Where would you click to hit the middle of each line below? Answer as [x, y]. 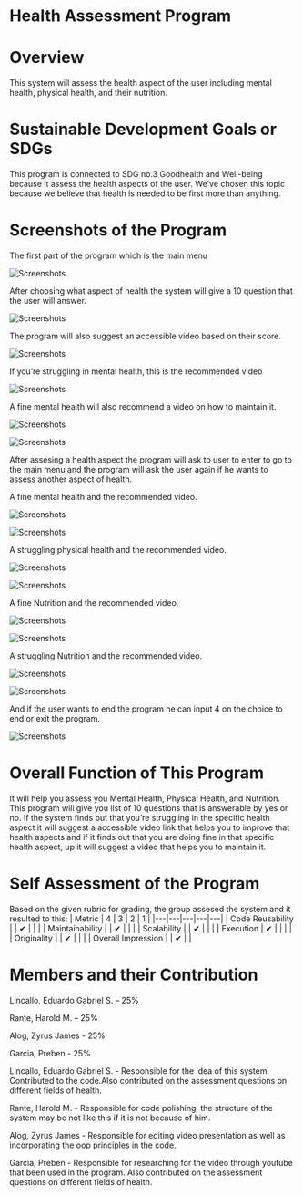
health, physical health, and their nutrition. [89, 93]
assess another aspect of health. [71, 479]
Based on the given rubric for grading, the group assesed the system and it [150, 909]
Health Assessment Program [121, 16]
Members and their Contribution [134, 975]
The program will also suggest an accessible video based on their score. [146, 336]
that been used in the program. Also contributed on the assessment [136, 1172]
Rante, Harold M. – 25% [54, 1017]
